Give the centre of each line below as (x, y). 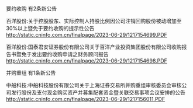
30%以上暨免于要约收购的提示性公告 (50, 28)
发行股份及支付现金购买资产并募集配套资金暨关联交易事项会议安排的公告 (98, 93)
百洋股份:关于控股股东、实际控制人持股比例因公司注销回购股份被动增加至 (94, 21)
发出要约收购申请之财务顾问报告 (70, 54)
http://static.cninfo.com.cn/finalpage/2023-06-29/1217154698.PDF (87, 61)
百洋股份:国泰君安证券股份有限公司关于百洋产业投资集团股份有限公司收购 (94, 47)
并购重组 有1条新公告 (31, 73)
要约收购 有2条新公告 (32, 8)
